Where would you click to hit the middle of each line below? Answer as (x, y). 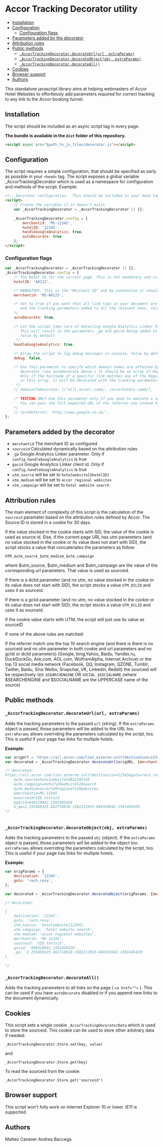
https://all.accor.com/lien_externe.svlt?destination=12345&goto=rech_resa (83, 775)
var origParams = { (25, 872)
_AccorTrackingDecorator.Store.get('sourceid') (54, 1080)
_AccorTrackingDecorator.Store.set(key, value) (54, 1045)
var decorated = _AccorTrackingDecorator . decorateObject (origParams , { (79, 894)
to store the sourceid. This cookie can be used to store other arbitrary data (80, 1030)
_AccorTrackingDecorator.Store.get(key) (47, 1062)
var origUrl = (19, 757)
